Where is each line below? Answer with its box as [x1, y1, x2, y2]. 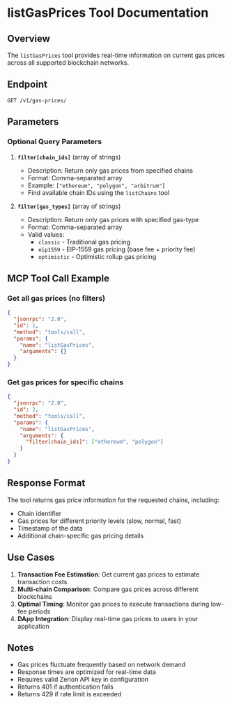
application [17, 622, 50, 630]
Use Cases [7, 552, 55, 563]
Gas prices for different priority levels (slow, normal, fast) [17, 517, 182, 525]
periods [28, 607, 51, 616]
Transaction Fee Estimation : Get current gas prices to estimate [17, 570, 200, 579]
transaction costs [17, 577, 68, 586]
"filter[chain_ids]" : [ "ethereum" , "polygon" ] [25, 439, 164, 446]
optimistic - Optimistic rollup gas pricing [38, 252, 157, 260]
